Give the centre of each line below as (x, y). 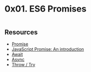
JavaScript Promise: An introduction (48, 49)
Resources (21, 32)
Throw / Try (23, 64)
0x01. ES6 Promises (45, 9)
